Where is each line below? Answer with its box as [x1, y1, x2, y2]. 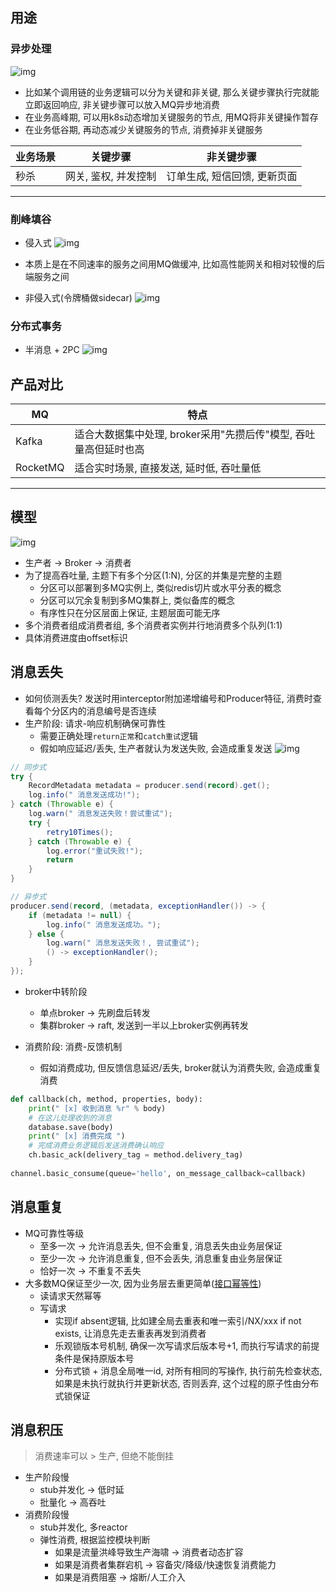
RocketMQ [15, 461, 65, 475]
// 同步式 [10, 762, 47, 772]
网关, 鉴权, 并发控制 [65, 169, 157, 183]
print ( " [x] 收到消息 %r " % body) [28, 1103, 167, 1113]
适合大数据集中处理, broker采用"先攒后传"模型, [74, 428, 293, 442]
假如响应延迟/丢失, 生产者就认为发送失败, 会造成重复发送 [39, 742, 273, 754]
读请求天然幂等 [39, 1289, 102, 1302]
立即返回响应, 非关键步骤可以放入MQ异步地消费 [24, 98, 221, 110]
